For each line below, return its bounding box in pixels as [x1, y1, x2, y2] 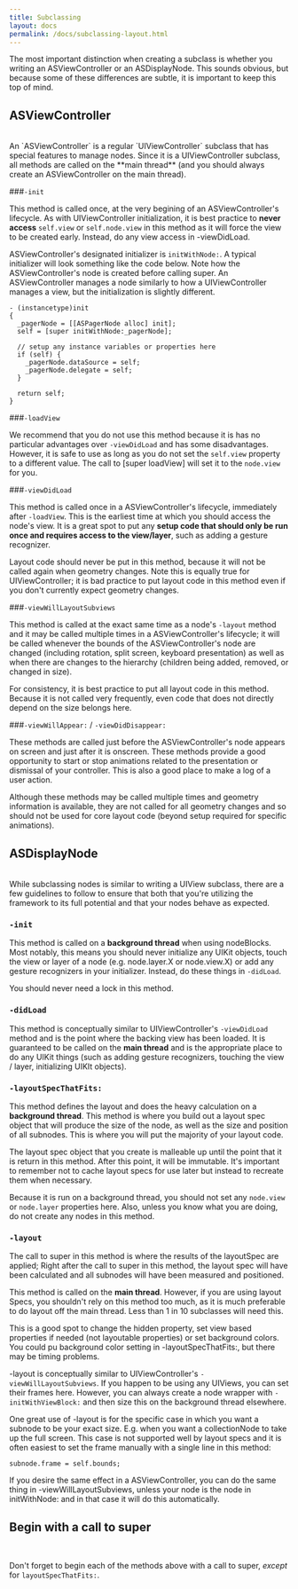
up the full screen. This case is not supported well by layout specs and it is [9, 1433, 282, 1443]
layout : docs [9, 21, 58, 30]
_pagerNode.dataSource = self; [25, 358, 141, 367]
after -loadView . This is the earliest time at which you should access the [9, 511, 271, 522]
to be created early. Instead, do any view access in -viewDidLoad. [9, 232, 251, 242]
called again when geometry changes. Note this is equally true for [9, 566, 250, 577]
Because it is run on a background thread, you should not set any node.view [9, 1192, 286, 1202]
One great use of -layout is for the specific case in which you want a [9, 1414, 259, 1425]
